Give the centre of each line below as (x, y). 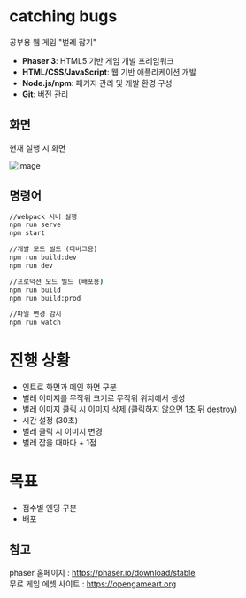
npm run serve (35, 225)
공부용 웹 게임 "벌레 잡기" (53, 42)
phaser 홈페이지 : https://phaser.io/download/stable (102, 572)
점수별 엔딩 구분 (49, 508)
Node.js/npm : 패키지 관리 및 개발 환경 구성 (97, 83)
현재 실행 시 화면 (38, 147)
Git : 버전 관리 (45, 94)
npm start (27, 233)
